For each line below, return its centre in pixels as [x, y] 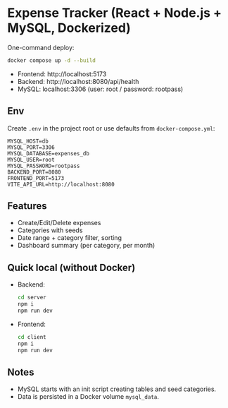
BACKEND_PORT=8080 [34, 172]
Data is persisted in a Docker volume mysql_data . [88, 397]
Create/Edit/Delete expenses [59, 223]
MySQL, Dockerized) [69, 28]
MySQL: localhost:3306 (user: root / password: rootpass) [100, 89]
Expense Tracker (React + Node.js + [115, 13]
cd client [32, 337]
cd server [32, 298]
